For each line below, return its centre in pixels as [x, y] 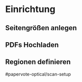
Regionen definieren [38, 62]
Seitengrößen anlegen [41, 28]
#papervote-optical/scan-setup [38, 74]
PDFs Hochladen [32, 45]
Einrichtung [30, 9]
